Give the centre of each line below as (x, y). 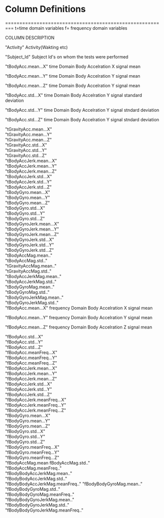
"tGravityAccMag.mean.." (31, 266)
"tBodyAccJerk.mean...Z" (31, 171)
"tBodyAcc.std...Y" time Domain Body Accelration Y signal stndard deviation (82, 110)
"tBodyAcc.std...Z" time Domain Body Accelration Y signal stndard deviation (82, 119)
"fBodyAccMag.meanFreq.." (33, 468)
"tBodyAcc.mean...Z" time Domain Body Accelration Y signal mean (73, 86)
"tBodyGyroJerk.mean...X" (32, 224)
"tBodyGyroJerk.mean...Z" (32, 234)
